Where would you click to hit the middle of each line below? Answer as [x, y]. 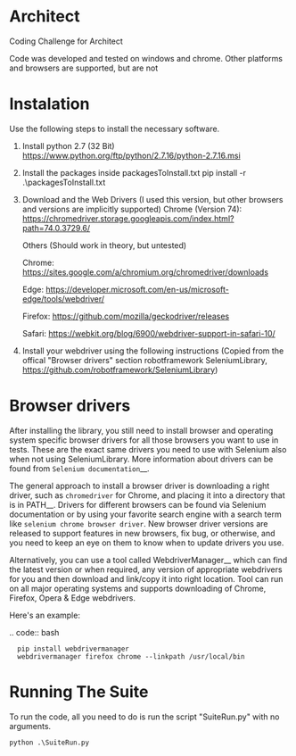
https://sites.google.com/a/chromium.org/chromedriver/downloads [145, 272]
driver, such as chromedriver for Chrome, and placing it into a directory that [147, 495]
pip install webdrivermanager [73, 649]
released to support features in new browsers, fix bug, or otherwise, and [142, 533]
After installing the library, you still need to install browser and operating [141, 430]
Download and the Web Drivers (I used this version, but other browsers [152, 199]
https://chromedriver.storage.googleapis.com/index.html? [128, 218]
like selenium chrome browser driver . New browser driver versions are [139, 523]
